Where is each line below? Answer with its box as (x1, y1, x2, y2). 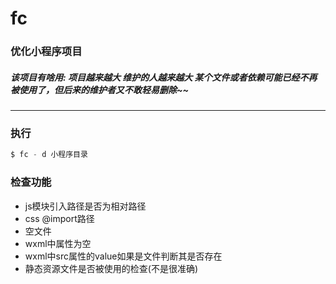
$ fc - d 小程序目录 (10, 150, 88, 160)
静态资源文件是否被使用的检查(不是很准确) (24, 262, 199, 274)
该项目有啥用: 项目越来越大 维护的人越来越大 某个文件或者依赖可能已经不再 (10, 71, 318, 83)
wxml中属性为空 (24, 237, 92, 249)
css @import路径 (24, 212, 95, 224)
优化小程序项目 (10, 45, 83, 59)
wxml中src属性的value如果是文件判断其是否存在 (24, 250, 223, 262)
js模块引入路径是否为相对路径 (24, 200, 147, 212)
